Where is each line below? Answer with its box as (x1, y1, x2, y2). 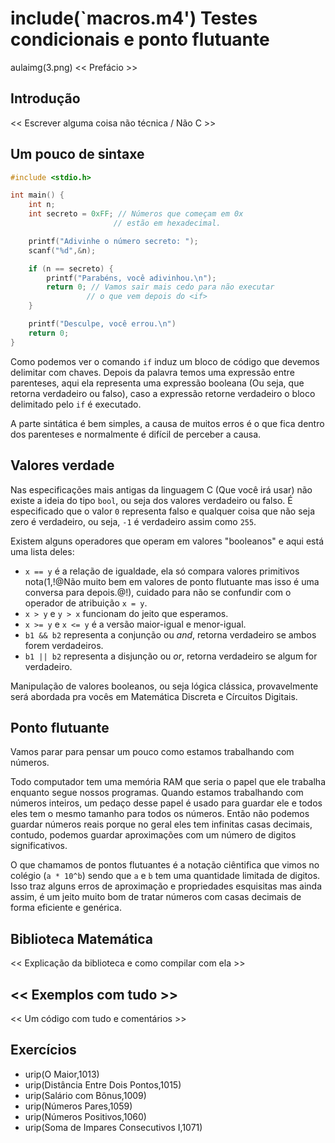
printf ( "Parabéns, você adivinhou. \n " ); (46, 273, 217, 283)
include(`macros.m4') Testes (10, 7, 258, 30)
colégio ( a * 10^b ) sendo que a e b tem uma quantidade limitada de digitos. (10, 870, 321, 882)
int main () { (10, 190, 65, 201)
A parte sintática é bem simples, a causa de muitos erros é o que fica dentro (10, 417, 325, 429)
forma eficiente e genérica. (10, 902, 122, 914)
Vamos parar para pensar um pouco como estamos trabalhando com (10, 746, 295, 758)
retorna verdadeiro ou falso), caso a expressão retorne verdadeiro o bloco (10, 387, 316, 399)
